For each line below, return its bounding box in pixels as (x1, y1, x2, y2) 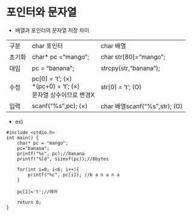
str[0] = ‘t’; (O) (100, 83, 142, 91)
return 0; (17, 199, 42, 205)
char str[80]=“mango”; (100, 52, 166, 61)
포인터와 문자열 (6, 5, 77, 19)
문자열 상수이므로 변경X (32, 91, 95, 99)
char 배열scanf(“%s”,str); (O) (100, 102, 183, 110)
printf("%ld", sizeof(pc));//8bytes (17, 156, 110, 162)
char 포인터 (32, 42, 63, 50)
